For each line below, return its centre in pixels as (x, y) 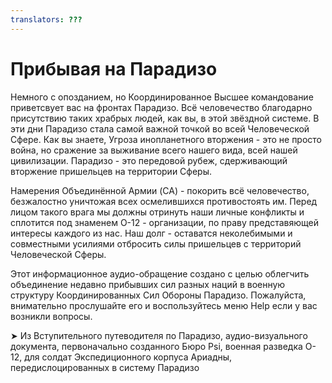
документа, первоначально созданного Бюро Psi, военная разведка (156, 346)
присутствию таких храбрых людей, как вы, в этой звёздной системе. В (165, 118)
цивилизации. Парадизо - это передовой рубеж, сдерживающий (149, 160)
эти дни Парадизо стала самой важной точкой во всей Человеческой (160, 128)
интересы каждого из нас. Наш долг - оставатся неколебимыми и (151, 233)
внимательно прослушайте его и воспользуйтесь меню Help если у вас (164, 305)
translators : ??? (46, 19)
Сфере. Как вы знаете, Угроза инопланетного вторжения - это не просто (166, 139)
